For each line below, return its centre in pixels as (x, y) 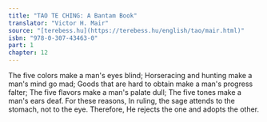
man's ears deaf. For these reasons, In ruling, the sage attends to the (122, 101)
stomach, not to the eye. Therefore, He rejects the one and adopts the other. (134, 109)
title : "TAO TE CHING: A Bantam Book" (73, 16)
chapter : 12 (28, 53)
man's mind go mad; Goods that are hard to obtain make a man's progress (131, 84)
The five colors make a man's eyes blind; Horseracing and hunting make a (130, 75)
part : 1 (21, 45)
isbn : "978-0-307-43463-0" (53, 38)
